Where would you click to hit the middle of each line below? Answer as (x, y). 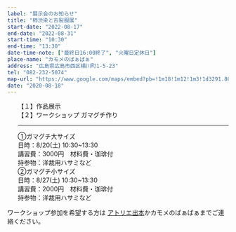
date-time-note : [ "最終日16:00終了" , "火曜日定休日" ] (82, 53)
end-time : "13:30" (34, 46)
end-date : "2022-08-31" (42, 33)
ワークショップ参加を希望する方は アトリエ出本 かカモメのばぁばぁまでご (113, 213)
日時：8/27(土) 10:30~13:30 (58, 180)
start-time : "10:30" (38, 40)
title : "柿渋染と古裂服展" (42, 20)
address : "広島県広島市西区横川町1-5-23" (63, 66)
